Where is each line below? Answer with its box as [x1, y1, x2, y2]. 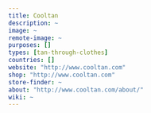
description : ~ [8, 19, 59, 27]
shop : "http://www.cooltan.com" [8, 71, 115, 79]
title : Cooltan [8, 11, 59, 20]
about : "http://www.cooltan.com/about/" [8, 85, 145, 94]
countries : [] [8, 56, 56, 64]
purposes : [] [8, 41, 52, 49]
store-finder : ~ [8, 78, 62, 86]
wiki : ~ [8, 93, 34, 101]
